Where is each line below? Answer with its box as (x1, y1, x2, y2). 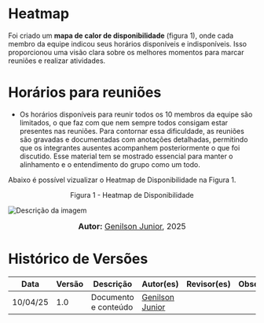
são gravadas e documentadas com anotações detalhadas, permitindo (19, 135, 248, 144)
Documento (90, 291, 135, 303)
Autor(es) (141, 278, 179, 289)
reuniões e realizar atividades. (8, 56, 106, 65)
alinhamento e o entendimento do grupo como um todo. (19, 159, 200, 169)
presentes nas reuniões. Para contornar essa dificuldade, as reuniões (19, 126, 245, 136)
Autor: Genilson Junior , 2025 (78, 221, 186, 232)
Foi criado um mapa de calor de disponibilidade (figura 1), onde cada (8, 31, 234, 40)
